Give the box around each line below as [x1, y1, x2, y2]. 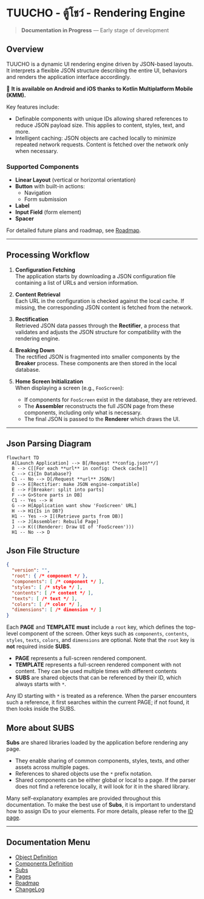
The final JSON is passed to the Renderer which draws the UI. [24, 415, 180, 422]
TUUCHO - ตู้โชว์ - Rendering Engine [6, 6, 186, 20]
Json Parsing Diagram [6, 439, 92, 449]
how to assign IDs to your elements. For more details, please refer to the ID [6, 808, 194, 815]
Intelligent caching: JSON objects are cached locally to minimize [15, 134, 176, 142]
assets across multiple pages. [15, 764, 90, 771]
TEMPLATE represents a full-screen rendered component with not [15, 661, 182, 668]
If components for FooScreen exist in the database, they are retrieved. [24, 395, 197, 403]
